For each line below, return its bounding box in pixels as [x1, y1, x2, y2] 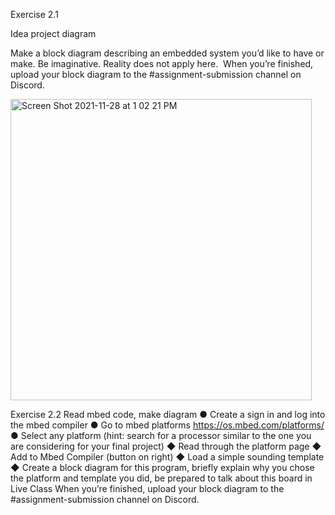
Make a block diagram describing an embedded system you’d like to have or [10, 47, 325, 59]
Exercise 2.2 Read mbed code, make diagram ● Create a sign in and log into [10, 409, 326, 420]
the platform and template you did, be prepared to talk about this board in [10, 472, 313, 484]
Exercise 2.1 [10, 9, 59, 20]
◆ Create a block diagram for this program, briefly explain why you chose [10, 462, 315, 473]
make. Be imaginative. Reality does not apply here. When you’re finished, [10, 58, 314, 69]
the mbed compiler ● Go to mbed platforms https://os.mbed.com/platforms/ [10, 419, 325, 431]
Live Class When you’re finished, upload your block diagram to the [10, 483, 285, 494]
